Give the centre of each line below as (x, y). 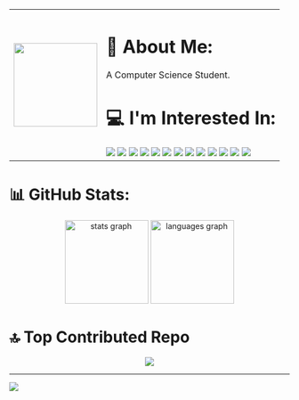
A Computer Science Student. (168, 75)
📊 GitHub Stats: (70, 194)
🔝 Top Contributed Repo (100, 337)
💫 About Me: (159, 46)
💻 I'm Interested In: (191, 118)
